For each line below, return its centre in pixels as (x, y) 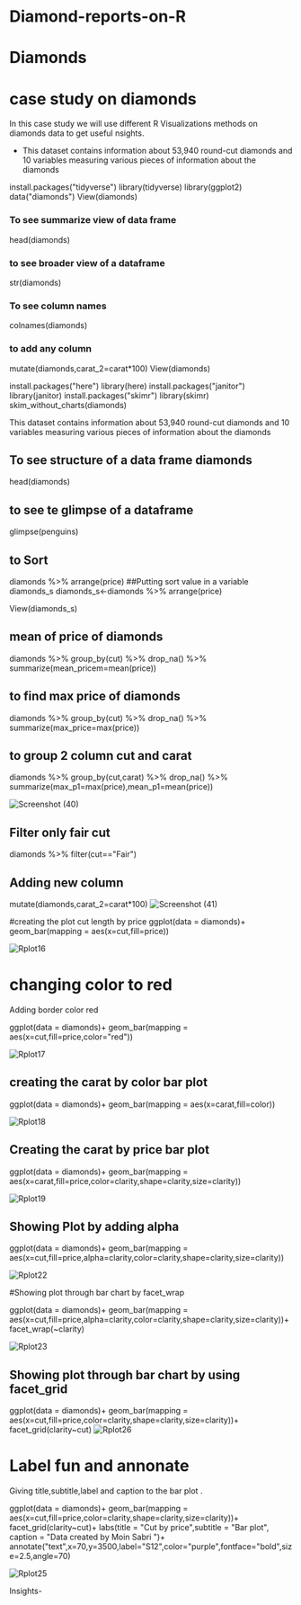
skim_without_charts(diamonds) (68, 405)
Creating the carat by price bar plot (109, 1150)
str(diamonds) (35, 282)
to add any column (51, 349)
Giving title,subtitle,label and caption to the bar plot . (106, 1491)
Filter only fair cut (60, 832)
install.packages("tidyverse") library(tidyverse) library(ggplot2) (126, 187)
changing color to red (91, 985)
